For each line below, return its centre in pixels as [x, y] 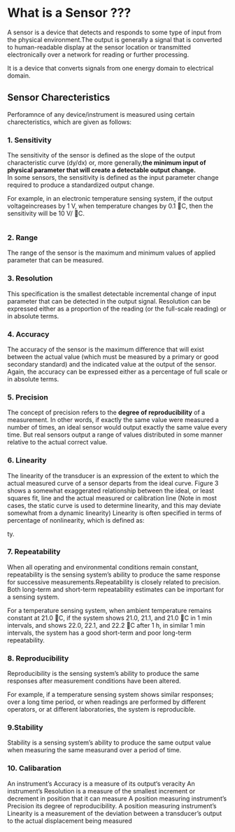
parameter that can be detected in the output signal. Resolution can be [109, 301]
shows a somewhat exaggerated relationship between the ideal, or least [111, 491]
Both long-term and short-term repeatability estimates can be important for [116, 589]
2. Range [23, 237]
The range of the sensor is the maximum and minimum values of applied [111, 253]
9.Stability [25, 728]
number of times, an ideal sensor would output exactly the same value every [117, 428]
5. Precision [28, 397]
